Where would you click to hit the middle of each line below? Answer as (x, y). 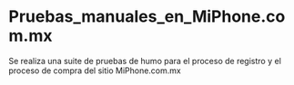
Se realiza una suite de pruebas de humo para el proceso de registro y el (145, 61)
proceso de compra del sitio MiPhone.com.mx (95, 71)
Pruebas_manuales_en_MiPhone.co (147, 17)
